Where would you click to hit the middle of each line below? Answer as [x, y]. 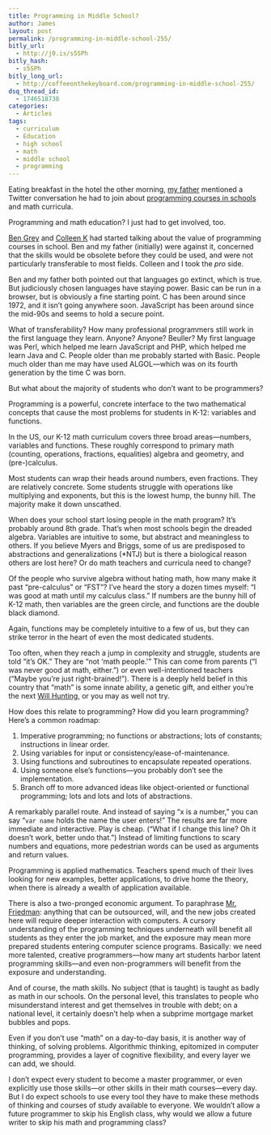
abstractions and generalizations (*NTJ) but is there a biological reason [128, 555]
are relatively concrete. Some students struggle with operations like [121, 487]
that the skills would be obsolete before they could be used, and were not [131, 255]
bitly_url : [27, 46]
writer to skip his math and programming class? [87, 1123]
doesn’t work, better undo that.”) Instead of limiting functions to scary [125, 838]
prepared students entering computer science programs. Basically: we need [135, 946]
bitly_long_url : [36, 76]
